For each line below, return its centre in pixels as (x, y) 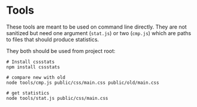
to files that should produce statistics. (53, 39)
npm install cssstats (33, 67)
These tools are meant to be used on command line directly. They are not (96, 27)
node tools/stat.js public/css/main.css (57, 98)
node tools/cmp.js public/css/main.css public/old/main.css (83, 83)
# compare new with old (36, 77)
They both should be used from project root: (61, 51)
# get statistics (28, 93)
